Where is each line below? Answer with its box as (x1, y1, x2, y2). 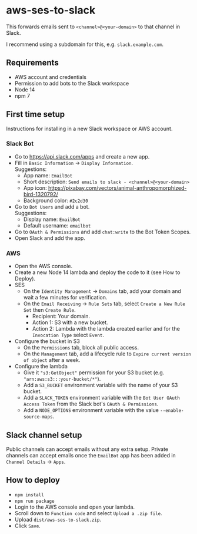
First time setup (6, 110, 65, 120)
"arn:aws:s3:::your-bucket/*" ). (23, 375, 101, 383)
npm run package (14, 498, 55, 504)
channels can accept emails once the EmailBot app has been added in (6, 451, 176, 459)
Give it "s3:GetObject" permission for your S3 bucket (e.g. (23, 369, 165, 376)
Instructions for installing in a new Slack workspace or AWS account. (6, 125, 173, 132)
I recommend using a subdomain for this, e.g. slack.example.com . (6, 41, 163, 48)
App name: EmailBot (23, 172, 73, 179)
